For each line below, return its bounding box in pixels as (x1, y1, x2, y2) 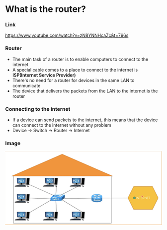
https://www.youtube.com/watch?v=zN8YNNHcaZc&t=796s (5, 32, 129, 38)
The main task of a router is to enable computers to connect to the (12, 56, 149, 62)
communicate (12, 82, 41, 88)
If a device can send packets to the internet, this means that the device (12, 117, 158, 123)
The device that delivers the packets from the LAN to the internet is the (12, 88, 158, 94)
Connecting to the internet (5, 105, 71, 112)
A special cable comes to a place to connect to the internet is (12, 67, 138, 73)
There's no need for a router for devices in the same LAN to (12, 77, 135, 83)
